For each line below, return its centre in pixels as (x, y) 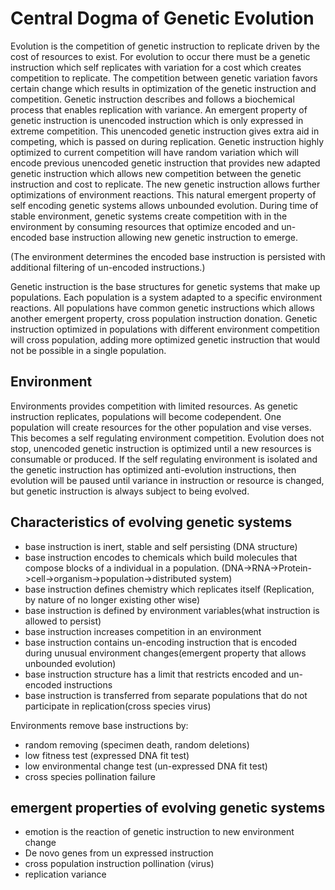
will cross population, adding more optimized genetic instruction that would (165, 339)
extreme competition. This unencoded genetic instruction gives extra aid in (165, 131)
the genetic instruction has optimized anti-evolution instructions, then (153, 469)
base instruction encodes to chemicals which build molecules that (161, 557)
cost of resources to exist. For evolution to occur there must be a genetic (160, 56)
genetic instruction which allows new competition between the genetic (156, 173)
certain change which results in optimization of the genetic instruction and (163, 88)
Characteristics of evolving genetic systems (151, 522)
